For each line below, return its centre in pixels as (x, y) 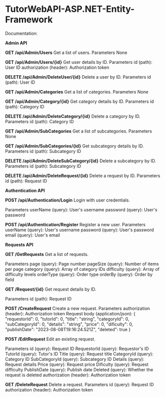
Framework (29, 20)
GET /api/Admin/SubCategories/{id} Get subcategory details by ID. (75, 146)
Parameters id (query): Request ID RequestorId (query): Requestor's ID (77, 348)
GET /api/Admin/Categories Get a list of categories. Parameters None (77, 92)
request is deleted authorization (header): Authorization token (68, 375)
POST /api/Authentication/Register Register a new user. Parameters (75, 224)
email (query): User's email (33, 235)
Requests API (19, 245)
